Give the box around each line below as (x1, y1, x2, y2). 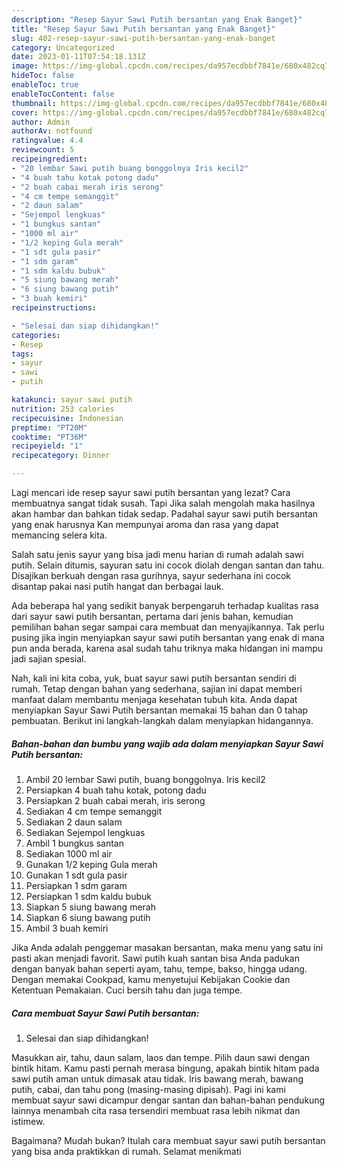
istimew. (11, 1115, 46, 1127)
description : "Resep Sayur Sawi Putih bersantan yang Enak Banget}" (11, 14, 303, 25)
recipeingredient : (11, 154, 88, 164)
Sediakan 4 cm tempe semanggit (25, 805, 163, 817)
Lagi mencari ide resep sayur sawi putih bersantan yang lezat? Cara (11, 487, 291, 498)
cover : (11, 107, 39, 118)
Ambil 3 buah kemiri (25, 922, 109, 934)
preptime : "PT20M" (11, 422, 88, 433)
